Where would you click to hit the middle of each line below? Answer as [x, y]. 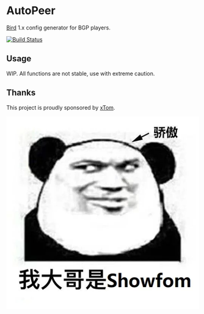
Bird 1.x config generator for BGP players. [59, 28]
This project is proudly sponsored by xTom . [61, 107]
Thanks [21, 93]
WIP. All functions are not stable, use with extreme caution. [81, 73]
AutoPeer [31, 11]
